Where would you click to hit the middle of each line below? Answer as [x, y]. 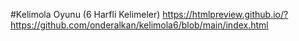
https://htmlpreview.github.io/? [225, 14]
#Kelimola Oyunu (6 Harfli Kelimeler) [85, 14]
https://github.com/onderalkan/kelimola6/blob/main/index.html [139, 25]
